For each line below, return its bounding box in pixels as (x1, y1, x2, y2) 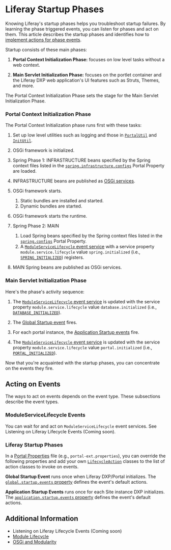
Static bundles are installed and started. (20, 198, 104, 204)
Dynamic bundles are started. (20, 203, 82, 209)
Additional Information (5, 514, 78, 523)
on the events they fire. (5, 365, 54, 371)
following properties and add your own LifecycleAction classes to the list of (5, 458, 165, 464)
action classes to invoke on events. (5, 463, 79, 469)
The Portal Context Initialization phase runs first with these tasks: (5, 122, 142, 128)
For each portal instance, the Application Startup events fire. (12, 329, 139, 335)
